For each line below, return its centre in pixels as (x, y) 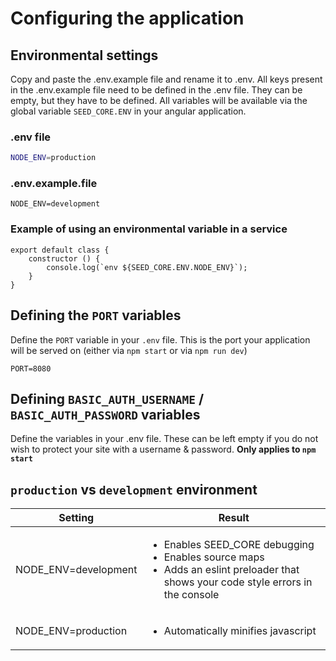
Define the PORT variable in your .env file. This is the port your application (160, 339)
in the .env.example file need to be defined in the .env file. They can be (156, 90)
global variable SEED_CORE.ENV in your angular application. (128, 111)
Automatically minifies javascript (240, 631)
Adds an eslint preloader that (231, 570)
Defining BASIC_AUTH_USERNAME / (107, 398)
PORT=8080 (31, 368)
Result (234, 518)
